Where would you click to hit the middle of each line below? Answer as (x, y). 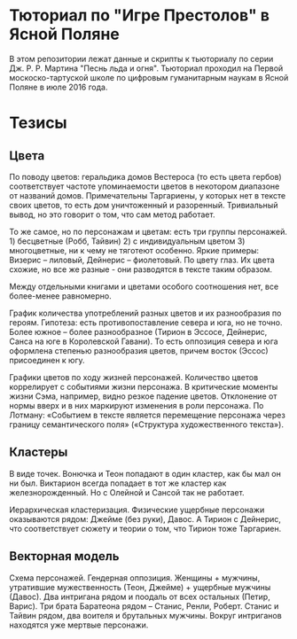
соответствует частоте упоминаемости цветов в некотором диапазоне (145, 186)
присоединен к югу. (47, 360)
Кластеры (39, 452)
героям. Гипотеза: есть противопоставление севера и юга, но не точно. (146, 322)
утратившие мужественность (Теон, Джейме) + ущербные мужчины (140, 587)
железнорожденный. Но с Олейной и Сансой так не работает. (127, 492)
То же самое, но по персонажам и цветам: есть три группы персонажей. (148, 231)
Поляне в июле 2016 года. (59, 87)
